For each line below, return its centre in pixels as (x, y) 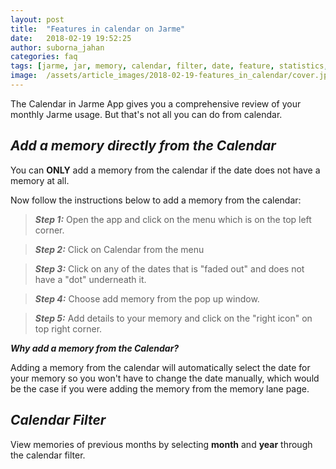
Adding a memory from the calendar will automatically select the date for (160, 367)
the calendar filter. (48, 455)
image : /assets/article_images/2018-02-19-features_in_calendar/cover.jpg (171, 76)
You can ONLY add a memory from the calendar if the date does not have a (165, 170)
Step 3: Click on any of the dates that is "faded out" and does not (169, 268)
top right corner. (68, 328)
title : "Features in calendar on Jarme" (98, 29)
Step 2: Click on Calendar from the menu (119, 249)
